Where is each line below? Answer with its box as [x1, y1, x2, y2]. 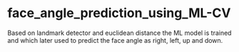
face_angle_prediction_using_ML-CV [7, 5, 231, 21]
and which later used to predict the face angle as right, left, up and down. [7, 36, 223, 44]
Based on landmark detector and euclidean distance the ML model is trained [7, 28, 232, 37]
